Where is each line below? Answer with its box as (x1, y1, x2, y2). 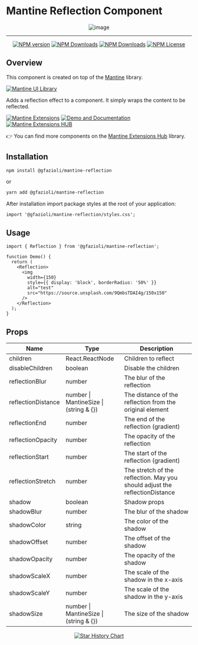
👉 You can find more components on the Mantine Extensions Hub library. (6, 132, 186, 140)
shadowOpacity (9, 554, 53, 563)
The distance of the (124, 391, 179, 399)
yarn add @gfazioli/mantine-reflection (6, 189, 104, 196)
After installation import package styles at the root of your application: (6, 200, 176, 208)
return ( (11, 259, 33, 265)
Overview (6, 58, 43, 68)
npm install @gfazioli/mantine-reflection (6, 167, 112, 173)
